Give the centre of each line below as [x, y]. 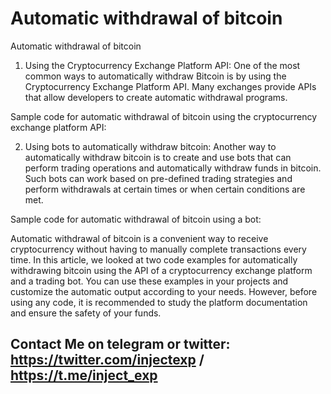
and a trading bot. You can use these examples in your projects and [149, 281]
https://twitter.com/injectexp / [107, 360]
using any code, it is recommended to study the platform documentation [159, 302]
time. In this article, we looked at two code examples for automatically [154, 259]
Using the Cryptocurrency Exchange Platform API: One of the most [162, 65]
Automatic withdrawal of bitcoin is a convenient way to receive [139, 238]
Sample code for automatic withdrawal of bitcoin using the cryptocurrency [163, 116]
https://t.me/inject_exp [84, 375]
